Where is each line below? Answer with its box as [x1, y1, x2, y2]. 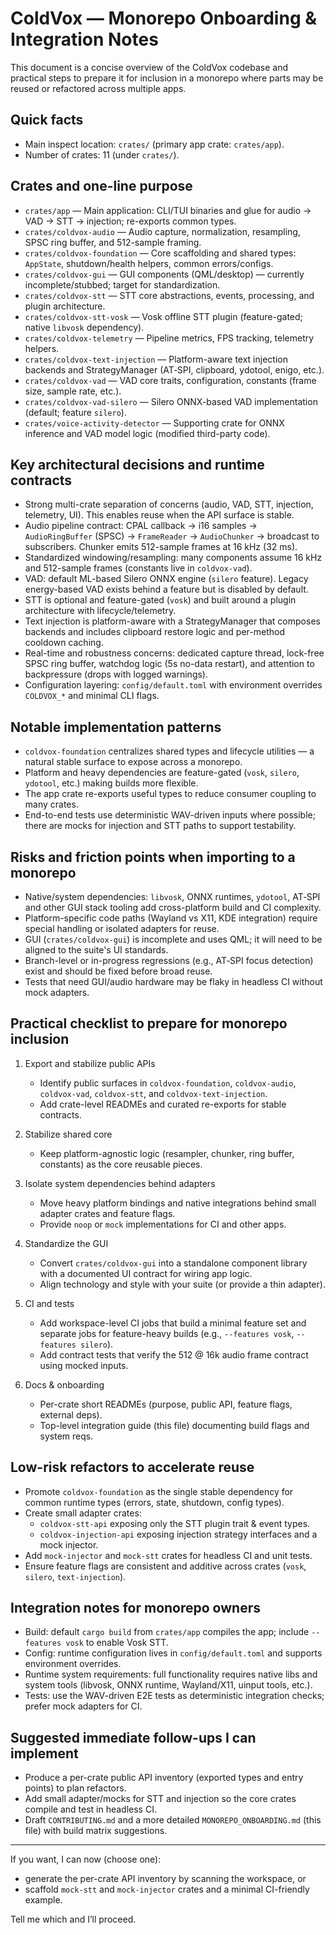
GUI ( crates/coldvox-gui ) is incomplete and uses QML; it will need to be [24, 933, 323, 945]
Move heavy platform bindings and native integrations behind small [39, 1197, 317, 1209]
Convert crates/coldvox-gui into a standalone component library [39, 1257, 308, 1269]
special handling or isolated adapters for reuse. [24, 923, 220, 934]
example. [24, 1894, 63, 1906]
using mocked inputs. [39, 1359, 129, 1371]
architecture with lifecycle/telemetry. [24, 605, 177, 617]
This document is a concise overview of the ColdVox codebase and [10, 61, 289, 73]
